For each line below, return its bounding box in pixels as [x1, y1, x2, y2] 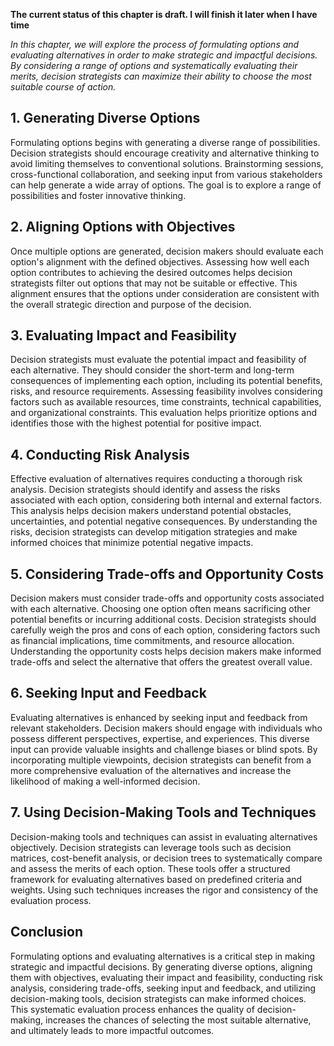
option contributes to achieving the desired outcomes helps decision [10, 266, 293, 278]
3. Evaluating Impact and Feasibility [10, 327, 237, 344]
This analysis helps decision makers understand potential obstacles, [10, 505, 292, 517]
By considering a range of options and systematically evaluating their [10, 60, 298, 71]
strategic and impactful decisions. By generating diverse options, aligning [10, 960, 313, 973]
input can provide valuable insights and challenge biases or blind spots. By [10, 743, 318, 755]
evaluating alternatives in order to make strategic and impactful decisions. [10, 49, 318, 61]
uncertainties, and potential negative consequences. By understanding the [10, 515, 318, 528]
